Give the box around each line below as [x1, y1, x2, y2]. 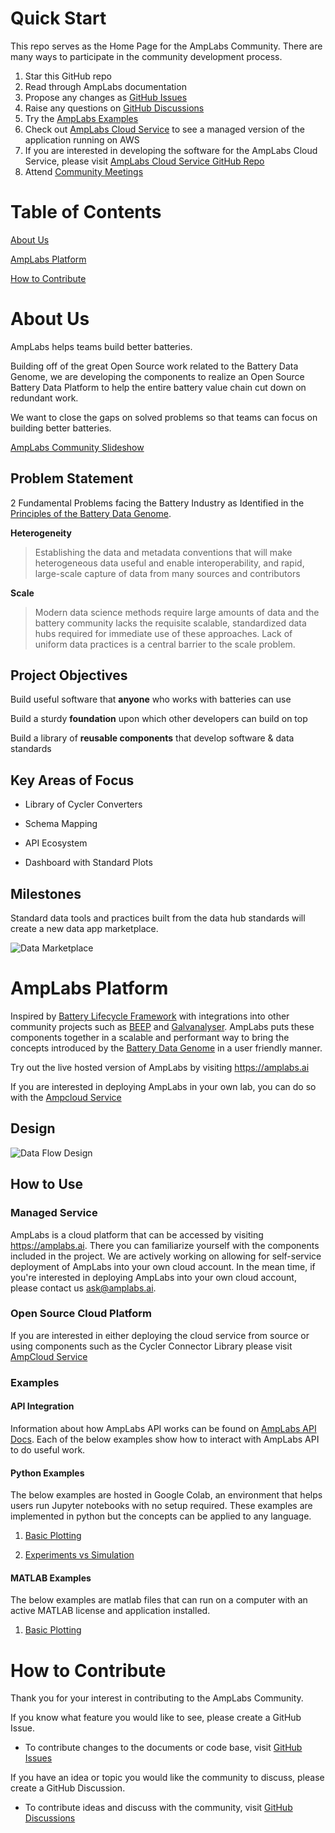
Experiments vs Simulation [24, 1549, 135, 1561]
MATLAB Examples [10, 1572, 92, 1584]
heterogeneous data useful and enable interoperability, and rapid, [34, 557, 305, 569]
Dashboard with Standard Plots [24, 857, 153, 869]
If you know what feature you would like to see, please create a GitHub [10, 1712, 302, 1724]
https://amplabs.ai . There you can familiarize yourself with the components [10, 1239, 320, 1251]
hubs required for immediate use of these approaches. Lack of [34, 627, 293, 639]
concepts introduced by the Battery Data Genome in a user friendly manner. [10, 1042, 323, 1054]
